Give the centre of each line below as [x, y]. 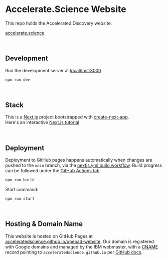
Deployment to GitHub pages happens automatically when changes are [79, 160]
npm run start [20, 199]
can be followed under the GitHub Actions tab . [53, 171]
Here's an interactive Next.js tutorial [42, 122]
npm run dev [18, 80]
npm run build [20, 180]
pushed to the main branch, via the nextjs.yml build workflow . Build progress [84, 165]
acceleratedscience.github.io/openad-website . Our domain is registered [79, 241]
